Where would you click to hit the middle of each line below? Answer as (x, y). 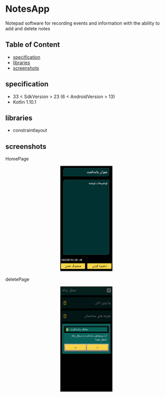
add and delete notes (28, 28)
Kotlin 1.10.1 (24, 102)
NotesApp (27, 9)
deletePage (17, 280)
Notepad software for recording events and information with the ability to (83, 23)
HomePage (17, 159)
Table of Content (33, 45)
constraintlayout (30, 130)
